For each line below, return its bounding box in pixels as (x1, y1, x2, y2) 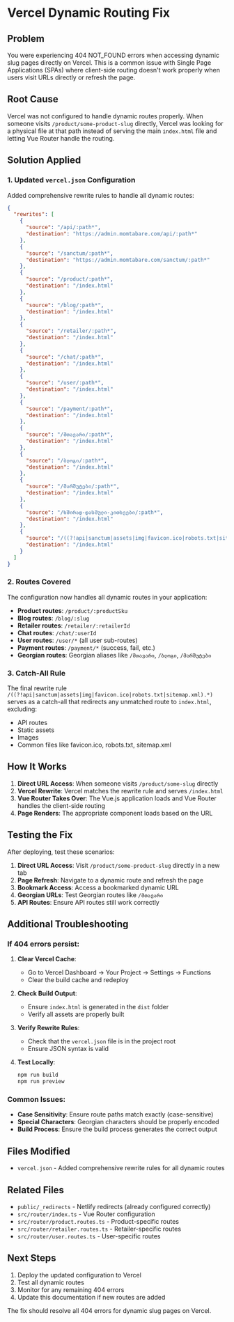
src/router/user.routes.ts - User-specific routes (17, 1232, 161, 1241)
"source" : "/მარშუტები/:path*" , (25, 483, 120, 490)
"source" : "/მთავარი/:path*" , (25, 431, 114, 438)
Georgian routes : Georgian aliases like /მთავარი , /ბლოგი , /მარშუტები (17, 651, 212, 659)
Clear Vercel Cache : (17, 955, 77, 963)
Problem (7, 33, 45, 45)
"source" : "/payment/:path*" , (25, 405, 114, 412)
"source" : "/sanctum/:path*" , (25, 249, 114, 257)
